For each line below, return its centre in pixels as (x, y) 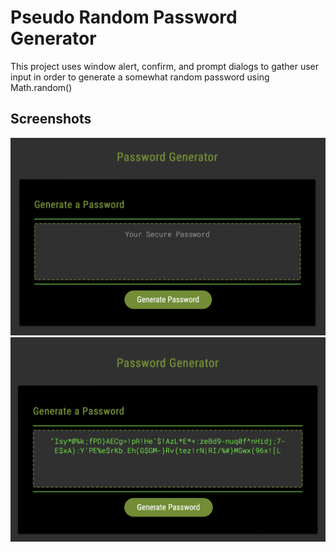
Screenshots (51, 119)
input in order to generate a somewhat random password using (140, 77)
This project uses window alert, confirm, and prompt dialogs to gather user (164, 66)
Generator (53, 38)
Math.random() (41, 87)
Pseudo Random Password (124, 17)
